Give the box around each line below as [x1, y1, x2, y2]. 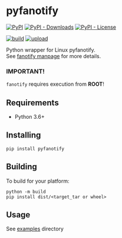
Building [6, 162, 37, 172]
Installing [6, 130, 41, 140]
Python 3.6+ [14, 113, 45, 120]
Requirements [6, 98, 59, 108]
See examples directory [6, 225, 64, 233]
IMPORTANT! [6, 67, 45, 75]
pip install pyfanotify [6, 146, 65, 152]
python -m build [6, 189, 46, 195]
